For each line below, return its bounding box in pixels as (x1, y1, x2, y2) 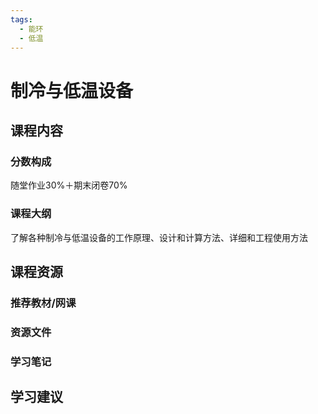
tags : (10, 14, 33, 25)
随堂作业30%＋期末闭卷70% (10, 179, 128, 191)
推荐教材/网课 (10, 296, 77, 310)
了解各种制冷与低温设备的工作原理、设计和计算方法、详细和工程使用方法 (10, 231, 308, 243)
